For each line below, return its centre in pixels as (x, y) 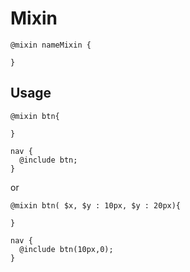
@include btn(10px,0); (66, 249)
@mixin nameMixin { (51, 45)
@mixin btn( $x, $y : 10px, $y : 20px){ (96, 205)
